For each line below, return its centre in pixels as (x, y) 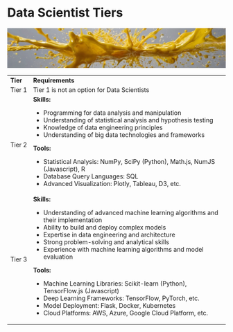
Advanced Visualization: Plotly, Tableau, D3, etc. (112, 184)
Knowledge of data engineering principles (103, 128)
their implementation (73, 220)
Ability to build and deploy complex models (105, 228)
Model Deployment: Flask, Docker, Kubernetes (110, 306)
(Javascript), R (64, 169)
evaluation (58, 257)
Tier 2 (19, 145)
